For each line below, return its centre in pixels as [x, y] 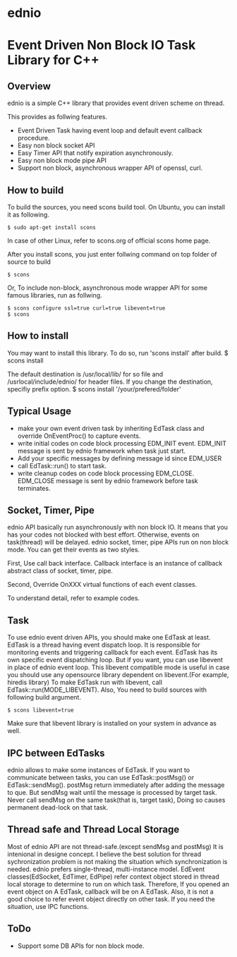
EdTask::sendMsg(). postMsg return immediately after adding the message [116, 785]
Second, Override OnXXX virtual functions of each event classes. [102, 585]
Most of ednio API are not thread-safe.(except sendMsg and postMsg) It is [115, 846]
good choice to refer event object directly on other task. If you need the [111, 899]
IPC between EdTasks [56, 753]
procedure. [34, 138]
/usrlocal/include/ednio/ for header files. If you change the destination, [110, 382]
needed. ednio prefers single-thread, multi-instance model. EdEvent [106, 869]
